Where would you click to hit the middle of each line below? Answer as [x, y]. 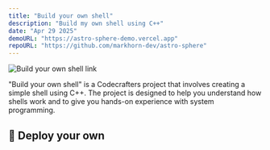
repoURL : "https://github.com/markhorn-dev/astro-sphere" [108, 46]
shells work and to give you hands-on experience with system [112, 102]
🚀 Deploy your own [56, 135]
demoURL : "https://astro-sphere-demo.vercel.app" [93, 38]
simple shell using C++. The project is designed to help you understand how [135, 93]
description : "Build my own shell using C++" [86, 23]
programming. [32, 110]
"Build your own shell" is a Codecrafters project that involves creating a [127, 85]
